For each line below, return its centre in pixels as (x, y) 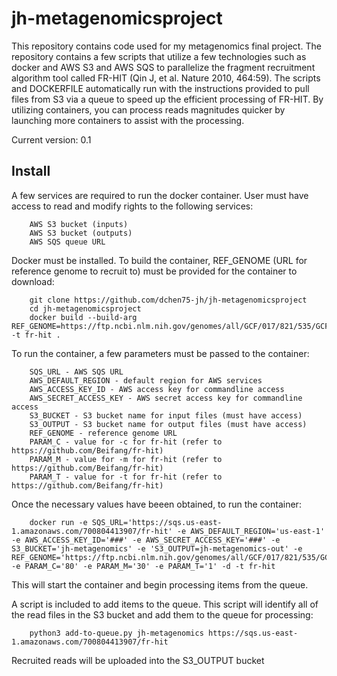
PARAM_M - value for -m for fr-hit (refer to (126, 459)
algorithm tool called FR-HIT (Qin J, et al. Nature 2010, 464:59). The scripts (166, 78)
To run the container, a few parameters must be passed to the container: (160, 353)
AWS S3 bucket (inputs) (79, 224)
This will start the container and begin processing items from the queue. (160, 584)
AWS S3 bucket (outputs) (81, 233)
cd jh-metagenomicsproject (85, 308)
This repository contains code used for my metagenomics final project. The (166, 46)
